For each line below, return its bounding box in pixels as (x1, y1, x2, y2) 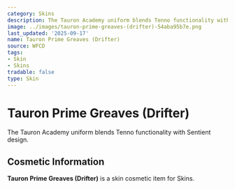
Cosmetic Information (7, 156, 105, 167)
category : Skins (7, 10, 55, 17)
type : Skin (7, 75, 39, 82)
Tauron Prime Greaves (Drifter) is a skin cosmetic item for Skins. (7, 174, 194, 183)
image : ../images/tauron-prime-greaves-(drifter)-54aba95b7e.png (7, 23, 201, 30)
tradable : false (7, 68, 55, 75)
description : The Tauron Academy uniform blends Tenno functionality (7, 17, 215, 24)
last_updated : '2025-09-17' (7, 29, 90, 37)
